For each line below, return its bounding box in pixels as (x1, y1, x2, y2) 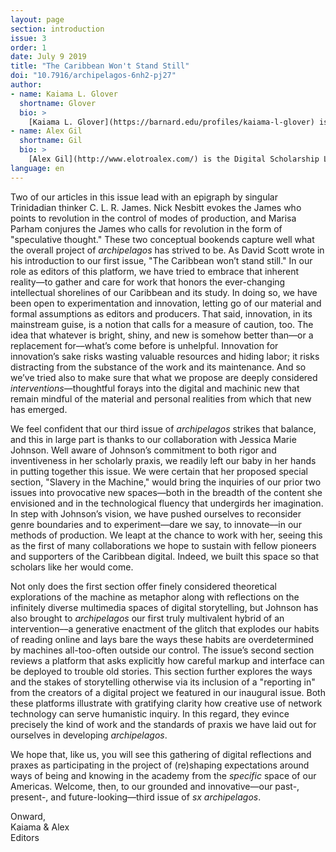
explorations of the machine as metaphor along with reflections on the (10, 591, 300, 603)
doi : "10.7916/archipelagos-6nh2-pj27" (10, 71, 177, 81)
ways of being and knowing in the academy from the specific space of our (10, 769, 317, 781)
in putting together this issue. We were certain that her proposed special (10, 465, 308, 477)
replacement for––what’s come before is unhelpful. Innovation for (10, 339, 279, 351)
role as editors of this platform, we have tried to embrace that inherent (10, 265, 300, 277)
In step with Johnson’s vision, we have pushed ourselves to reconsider (10, 507, 302, 520)
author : (10, 80, 43, 90)
